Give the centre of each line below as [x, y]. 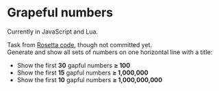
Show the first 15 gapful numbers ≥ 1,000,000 [82, 73]
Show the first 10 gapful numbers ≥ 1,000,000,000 [90, 79]
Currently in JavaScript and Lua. [52, 31]
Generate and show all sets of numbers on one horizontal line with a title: [110, 52]
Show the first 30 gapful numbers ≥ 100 [74, 65]
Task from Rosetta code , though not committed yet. [80, 44]
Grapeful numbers [60, 13]
